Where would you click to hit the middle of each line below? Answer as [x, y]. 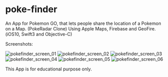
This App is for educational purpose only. [49, 69]
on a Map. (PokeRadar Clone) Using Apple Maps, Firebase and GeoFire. [81, 28]
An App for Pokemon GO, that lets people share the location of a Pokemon [83, 23]
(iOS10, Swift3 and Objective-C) [39, 34]
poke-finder [31, 9]
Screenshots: [19, 44]
